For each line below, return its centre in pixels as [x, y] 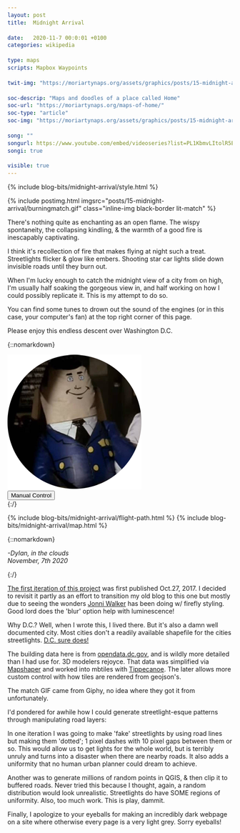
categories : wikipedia [41, 45]
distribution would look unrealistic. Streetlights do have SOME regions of [114, 793]
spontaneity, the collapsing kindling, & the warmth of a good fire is [105, 230]
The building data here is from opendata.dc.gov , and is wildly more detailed [119, 654]
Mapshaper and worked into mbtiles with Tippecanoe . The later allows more [119, 669]
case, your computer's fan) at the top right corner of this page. [100, 317]
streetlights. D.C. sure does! [48, 640]
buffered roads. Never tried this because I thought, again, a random [107, 785]
